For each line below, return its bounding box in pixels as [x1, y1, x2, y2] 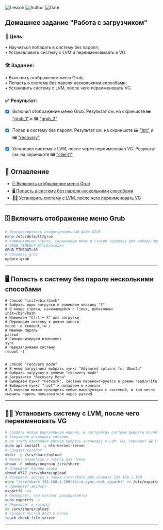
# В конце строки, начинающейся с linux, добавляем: [5, 307, 114, 311]
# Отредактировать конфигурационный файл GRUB [5, 229, 101, 234]
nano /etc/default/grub [5, 234, 53, 239]
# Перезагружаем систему [5, 345, 55, 350]
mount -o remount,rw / [5, 324, 51, 328]
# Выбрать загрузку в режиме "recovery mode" [5, 370, 98, 375]
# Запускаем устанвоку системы [5, 434, 68, 439]
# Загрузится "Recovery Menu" [5, 375, 66, 379]
